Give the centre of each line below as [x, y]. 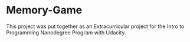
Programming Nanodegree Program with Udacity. [66, 32]
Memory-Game [44, 10]
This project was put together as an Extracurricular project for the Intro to [95, 26]
